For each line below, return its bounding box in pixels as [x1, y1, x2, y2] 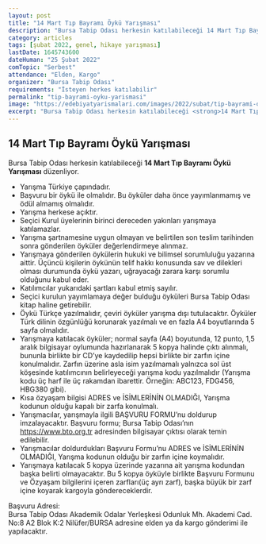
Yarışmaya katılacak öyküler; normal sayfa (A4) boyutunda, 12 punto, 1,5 [19, 334, 255, 343]
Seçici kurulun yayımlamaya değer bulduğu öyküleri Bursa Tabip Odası [19, 291, 250, 301]
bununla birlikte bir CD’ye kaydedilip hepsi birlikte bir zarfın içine [19, 350, 230, 360]
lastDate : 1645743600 [8, 48, 80, 56]
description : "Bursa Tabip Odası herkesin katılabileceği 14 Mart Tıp [8, 26, 246, 34]
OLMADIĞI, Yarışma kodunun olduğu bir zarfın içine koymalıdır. [19, 452, 226, 461]
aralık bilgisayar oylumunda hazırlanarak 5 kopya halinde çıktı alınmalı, [19, 342, 249, 352]
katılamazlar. [19, 224, 62, 233]
